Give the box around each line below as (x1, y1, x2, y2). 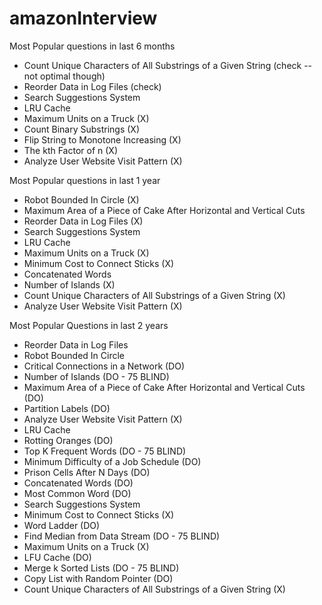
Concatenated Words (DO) (23, 477, 134, 489)
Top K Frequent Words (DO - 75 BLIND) (23, 445, 187, 457)
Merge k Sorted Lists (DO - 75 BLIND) (23, 562, 180, 574)
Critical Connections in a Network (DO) (23, 360, 186, 372)
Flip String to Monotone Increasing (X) (23, 133, 182, 146)
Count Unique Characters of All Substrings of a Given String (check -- (23, 59, 313, 71)
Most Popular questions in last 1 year (9, 174, 161, 186)
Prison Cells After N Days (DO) (23, 466, 151, 478)
